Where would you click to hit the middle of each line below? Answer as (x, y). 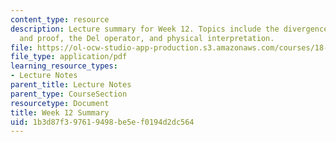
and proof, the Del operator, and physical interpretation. (147, 38)
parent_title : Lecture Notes (71, 85)
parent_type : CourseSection (69, 94)
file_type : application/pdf (69, 57)
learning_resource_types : (64, 66)
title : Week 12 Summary (60, 112)
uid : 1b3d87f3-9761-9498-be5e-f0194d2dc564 (102, 122)
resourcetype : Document (60, 103)
